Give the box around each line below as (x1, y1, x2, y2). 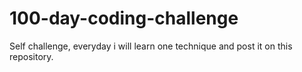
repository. (9, 50, 54, 62)
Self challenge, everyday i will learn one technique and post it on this (9, 40, 293, 52)
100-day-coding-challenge (9, 7, 239, 30)
